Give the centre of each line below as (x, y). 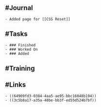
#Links (16, 85)
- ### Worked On (21, 49)
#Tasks (17, 34)
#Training (20, 69)
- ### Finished (20, 45)
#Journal (19, 8)
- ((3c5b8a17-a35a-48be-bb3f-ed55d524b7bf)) (51, 100)
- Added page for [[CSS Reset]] (38, 19)
